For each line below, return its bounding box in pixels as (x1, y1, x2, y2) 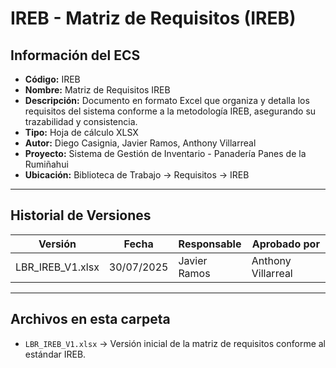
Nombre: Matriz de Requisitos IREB (24, 84, 171, 96)
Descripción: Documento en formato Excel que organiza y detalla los (24, 95, 310, 106)
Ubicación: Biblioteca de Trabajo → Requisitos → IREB (24, 169, 250, 181)
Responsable (178, 237, 242, 251)
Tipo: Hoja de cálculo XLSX (24, 127, 139, 138)
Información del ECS (10, 47, 141, 64)
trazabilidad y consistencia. (24, 116, 138, 127)
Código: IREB (24, 73, 81, 85)
